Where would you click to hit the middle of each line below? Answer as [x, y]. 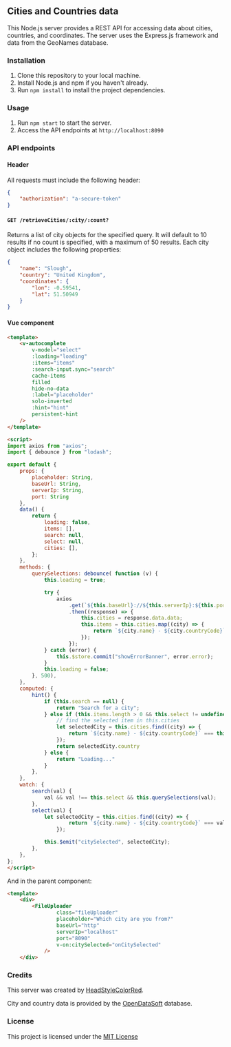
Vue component [31, 323]
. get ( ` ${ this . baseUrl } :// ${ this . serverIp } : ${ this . [143, 605]
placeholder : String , [63, 478]
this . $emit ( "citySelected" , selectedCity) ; [107, 842]
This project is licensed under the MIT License [73, 1036]
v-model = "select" [56, 350]
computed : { [36, 689]
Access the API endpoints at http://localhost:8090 [90, 130]
